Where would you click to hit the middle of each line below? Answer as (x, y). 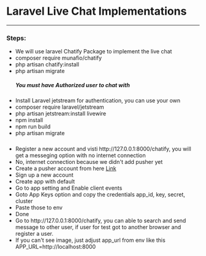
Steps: (16, 38)
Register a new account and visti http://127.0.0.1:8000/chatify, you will (103, 149)
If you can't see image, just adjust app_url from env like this (90, 240)
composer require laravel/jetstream (59, 107)
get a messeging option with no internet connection (80, 155)
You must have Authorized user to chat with (72, 85)
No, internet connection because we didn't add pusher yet (89, 161)
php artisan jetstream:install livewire (61, 114)
